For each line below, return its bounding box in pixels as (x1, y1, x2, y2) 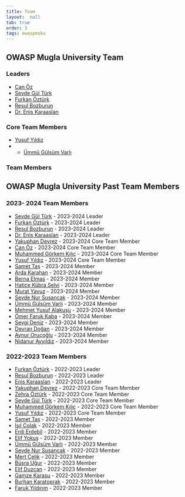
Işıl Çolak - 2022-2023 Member (14, 422, 92, 429)
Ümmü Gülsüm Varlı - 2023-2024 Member (14, 300, 117, 307)
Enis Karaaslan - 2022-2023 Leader (14, 378, 102, 385)
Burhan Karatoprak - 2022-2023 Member (14, 478, 116, 485)
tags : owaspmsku (6, 31, 46, 36)
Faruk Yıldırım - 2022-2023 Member (14, 485, 103, 492)
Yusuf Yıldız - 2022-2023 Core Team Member (14, 409, 126, 416)
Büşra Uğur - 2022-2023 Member (14, 459, 97, 466)
